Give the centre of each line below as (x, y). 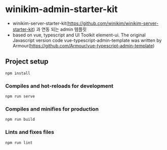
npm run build (20, 120)
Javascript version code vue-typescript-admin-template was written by (87, 40)
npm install (18, 73)
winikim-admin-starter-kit (61, 9)
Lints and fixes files (30, 132)
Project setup (27, 62)
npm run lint (19, 142)
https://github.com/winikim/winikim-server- (113, 23)
